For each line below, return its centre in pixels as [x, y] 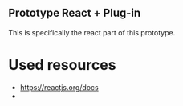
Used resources [62, 65]
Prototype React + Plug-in [75, 13]
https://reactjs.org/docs [59, 87]
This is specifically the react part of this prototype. [92, 32]
